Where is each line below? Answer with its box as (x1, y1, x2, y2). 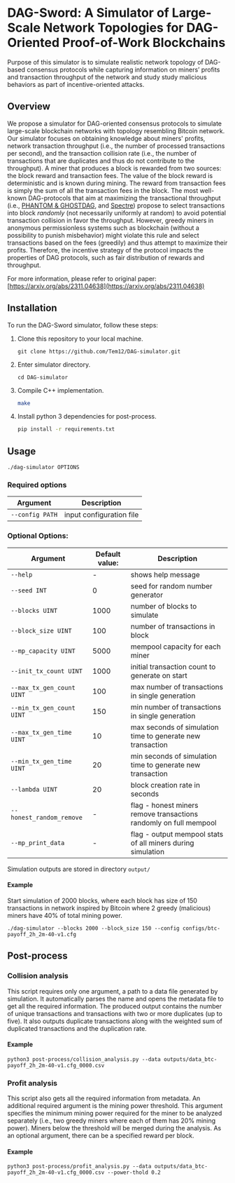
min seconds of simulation (130, 751, 218, 761)
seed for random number (130, 581, 213, 590)
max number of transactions (130, 682, 224, 691)
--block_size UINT (10, 626, 72, 635)
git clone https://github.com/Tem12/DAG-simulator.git (17, 348, 181, 355)
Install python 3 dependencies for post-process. (17, 412, 157, 421)
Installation (7, 302, 57, 314)
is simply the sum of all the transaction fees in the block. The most (7, 186, 199, 194)
